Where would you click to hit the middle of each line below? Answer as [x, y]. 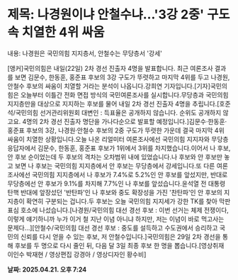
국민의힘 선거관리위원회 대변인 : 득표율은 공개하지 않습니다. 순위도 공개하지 [118, 112]
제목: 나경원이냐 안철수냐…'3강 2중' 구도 [119, 15]
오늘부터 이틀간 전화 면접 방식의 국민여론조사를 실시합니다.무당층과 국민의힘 [124, 95]
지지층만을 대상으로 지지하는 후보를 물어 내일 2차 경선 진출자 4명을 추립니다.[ [113, 103]
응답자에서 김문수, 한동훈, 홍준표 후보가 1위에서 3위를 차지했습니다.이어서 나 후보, [119, 148]
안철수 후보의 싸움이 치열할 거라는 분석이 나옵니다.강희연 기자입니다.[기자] [109, 86]
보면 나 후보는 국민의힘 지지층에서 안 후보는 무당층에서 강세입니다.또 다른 [115, 166]
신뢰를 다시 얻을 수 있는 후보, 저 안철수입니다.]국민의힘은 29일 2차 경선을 [120, 236]
